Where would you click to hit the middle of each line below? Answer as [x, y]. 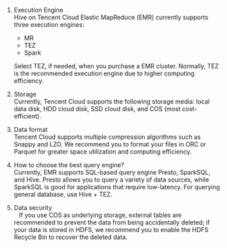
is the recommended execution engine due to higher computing [104, 73]
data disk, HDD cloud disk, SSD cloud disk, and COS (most [97, 109]
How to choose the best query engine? [69, 165]
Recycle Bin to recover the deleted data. [70, 237]
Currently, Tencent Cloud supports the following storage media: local [112, 102]
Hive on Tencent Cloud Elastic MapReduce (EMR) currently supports [111, 17]
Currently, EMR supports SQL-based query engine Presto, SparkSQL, [112, 172]
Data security [33, 208]
